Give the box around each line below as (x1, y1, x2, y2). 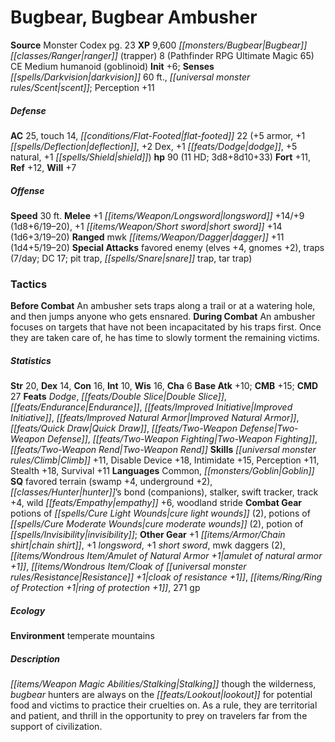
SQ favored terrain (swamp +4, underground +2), (10, 476, 213, 488)
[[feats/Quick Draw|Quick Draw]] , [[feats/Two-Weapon (10, 422, 238, 435)
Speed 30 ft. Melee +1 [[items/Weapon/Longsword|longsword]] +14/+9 (10, 209, 305, 221)
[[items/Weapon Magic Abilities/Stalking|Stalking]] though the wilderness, (10, 678, 317, 690)
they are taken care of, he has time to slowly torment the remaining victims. (10, 332, 320, 344)
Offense (10, 184, 45, 196)
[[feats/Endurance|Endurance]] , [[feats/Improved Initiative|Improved (10, 401, 293, 413)
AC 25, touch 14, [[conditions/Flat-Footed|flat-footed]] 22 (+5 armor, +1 (10, 129, 306, 141)
